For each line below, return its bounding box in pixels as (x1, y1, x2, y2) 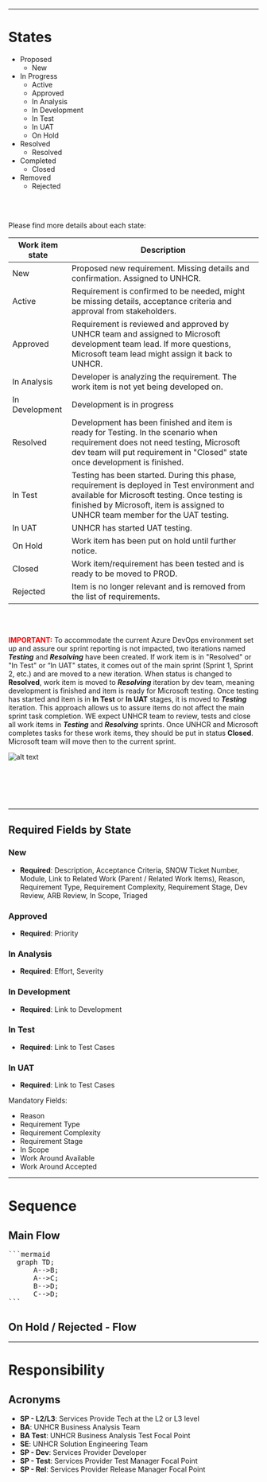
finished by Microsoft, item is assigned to (71, 499, 225, 510)
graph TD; (16, 1258, 55, 1267)
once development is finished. (71, 457, 184, 468)
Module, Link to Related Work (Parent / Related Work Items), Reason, (19, 873, 246, 883)
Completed (19, 156, 56, 165)
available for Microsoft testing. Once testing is (71, 489, 243, 500)
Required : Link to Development (19, 1004, 122, 1014)
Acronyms (8, 1393, 61, 1406)
